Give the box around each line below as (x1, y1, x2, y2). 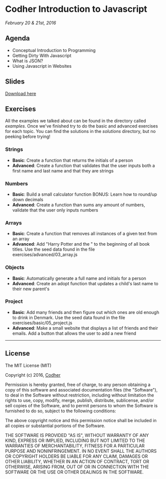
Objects (5, 264, 25, 271)
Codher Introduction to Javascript (5, 3, 147, 15)
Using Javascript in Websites (12, 63, 72, 69)
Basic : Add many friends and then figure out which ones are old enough (12, 309, 160, 315)
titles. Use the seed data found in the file (12, 246, 95, 253)
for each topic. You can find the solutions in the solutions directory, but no (5, 129, 156, 134)
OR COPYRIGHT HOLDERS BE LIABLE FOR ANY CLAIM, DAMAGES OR (5, 453, 148, 459)
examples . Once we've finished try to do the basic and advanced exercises (5, 123, 158, 129)
